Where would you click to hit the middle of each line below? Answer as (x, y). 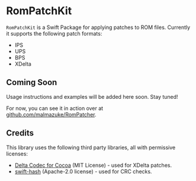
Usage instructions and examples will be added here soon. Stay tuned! (92, 96)
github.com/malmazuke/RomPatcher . (51, 114)
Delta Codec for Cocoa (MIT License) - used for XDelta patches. (93, 165)
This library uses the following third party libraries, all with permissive (91, 147)
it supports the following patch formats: (54, 33)
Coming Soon (32, 83)
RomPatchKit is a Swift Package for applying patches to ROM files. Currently (98, 27)
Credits (20, 133)
